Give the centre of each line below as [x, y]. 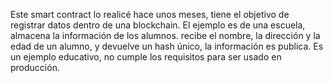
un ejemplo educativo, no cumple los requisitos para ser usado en [146, 57]
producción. [35, 67]
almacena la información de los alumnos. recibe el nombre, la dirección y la [165, 35]
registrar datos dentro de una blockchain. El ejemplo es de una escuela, [158, 25]
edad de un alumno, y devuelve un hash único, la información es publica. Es [167, 46]
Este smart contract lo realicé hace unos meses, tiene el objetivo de [150, 14]
